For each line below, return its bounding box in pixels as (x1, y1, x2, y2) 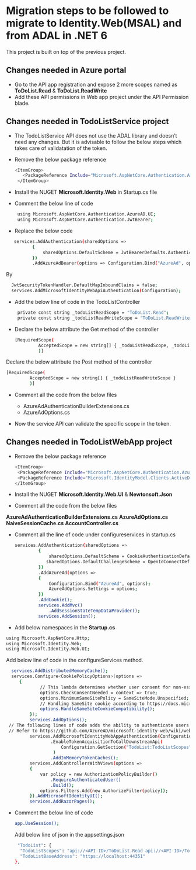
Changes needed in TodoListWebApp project (6, 437, 173, 447)
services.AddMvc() (38, 602, 83, 608)
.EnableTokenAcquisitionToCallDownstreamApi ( (50, 739, 163, 745)
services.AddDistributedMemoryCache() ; (11, 668, 108, 674)
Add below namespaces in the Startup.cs (14, 624, 116, 631)
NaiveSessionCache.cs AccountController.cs (6, 520, 118, 527)
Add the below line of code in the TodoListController (14, 299, 141, 306)
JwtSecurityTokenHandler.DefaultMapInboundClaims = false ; (11, 282, 158, 288)
